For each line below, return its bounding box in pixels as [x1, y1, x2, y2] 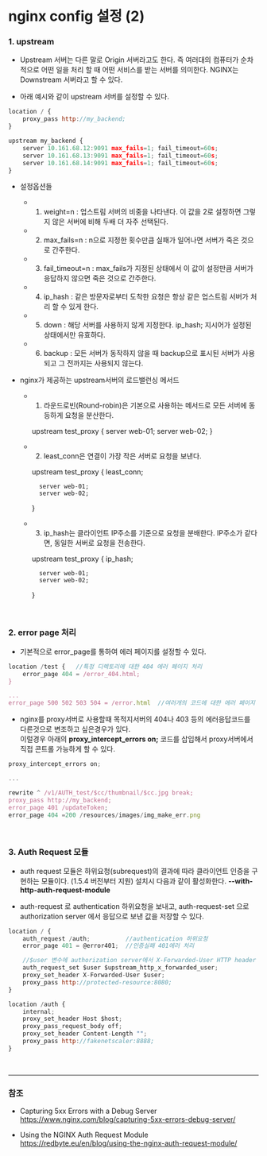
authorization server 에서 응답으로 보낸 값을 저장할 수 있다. [19, 911, 204, 921]
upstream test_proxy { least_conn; [31, 467, 144, 477]
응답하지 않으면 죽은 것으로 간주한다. [43, 273, 157, 283]
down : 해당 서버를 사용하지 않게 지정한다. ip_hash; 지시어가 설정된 [43, 320, 252, 330]
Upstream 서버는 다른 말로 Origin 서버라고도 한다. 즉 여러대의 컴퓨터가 [19, 55, 239, 64]
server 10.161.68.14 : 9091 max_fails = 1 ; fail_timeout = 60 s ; [22, 159, 219, 167]
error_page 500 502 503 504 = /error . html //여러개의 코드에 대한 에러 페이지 [8, 699, 256, 707]
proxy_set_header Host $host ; [22, 1015, 123, 1023]
